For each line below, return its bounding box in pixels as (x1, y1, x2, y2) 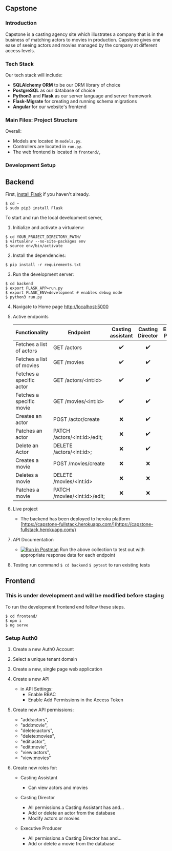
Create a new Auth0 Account (12, 646, 74, 652)
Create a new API (12, 676, 50, 682)
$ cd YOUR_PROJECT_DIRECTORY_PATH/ (5, 234, 81, 240)
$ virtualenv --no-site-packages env (5, 239, 86, 244)
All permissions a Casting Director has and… (28, 835, 122, 841)
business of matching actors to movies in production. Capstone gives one (5, 36, 161, 43)
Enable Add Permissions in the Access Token (28, 697, 124, 703)
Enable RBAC (28, 692, 56, 697)
